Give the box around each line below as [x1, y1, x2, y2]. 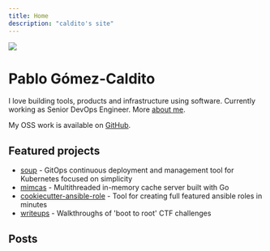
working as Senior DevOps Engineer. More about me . [8, 104, 186, 114]
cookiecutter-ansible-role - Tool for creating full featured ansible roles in [19, 191, 263, 201]
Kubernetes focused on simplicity [19, 174, 133, 184]
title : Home [8, 11, 49, 20]
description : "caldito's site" [8, 19, 114, 28]
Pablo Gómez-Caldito [8, 70, 156, 87]
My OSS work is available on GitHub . [8, 121, 131, 130]
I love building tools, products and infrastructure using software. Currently [8, 96, 256, 106]
